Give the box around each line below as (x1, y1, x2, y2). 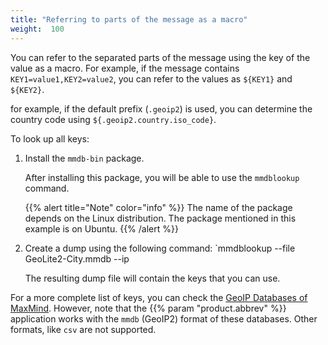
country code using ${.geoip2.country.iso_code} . (10, 113, 217, 125)
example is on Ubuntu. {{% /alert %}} (24, 222, 179, 235)
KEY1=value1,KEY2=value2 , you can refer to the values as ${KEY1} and (10, 72, 293, 85)
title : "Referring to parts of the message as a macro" (10, 14, 248, 25)
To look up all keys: (10, 132, 90, 145)
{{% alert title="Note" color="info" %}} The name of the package (24, 201, 293, 213)
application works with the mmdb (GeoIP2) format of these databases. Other (10, 312, 318, 325)
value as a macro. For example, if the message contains (10, 62, 240, 74)
